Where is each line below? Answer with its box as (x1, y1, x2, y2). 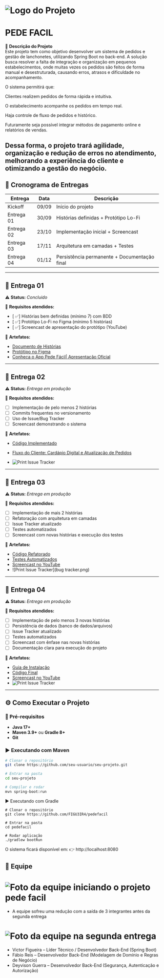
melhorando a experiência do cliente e (5, 156, 124, 165)
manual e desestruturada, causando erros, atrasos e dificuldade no (5, 69, 141, 75)
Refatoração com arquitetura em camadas (12, 515, 97, 521)
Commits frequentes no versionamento (12, 410, 91, 416)
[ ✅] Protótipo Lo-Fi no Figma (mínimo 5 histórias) (12, 319, 113, 325)
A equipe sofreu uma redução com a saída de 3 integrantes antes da (12, 909, 150, 914)
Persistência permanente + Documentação (56, 254, 155, 260)
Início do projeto (56, 203, 94, 210)
